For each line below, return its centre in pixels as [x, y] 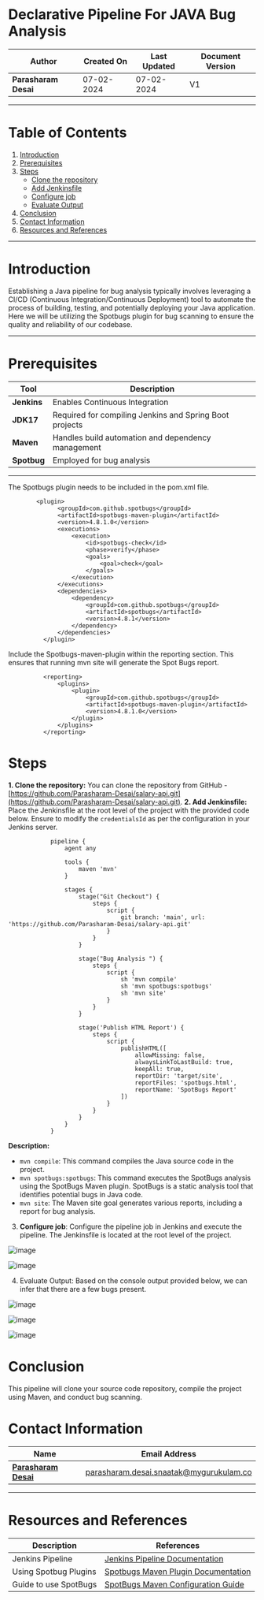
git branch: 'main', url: [163, 917]
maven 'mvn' [98, 869]
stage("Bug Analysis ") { [121, 958]
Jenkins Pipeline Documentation [164, 1558]
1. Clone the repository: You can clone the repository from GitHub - [118, 785]
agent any [80, 848]
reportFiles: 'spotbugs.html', [186, 1083]
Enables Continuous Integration [110, 402]
